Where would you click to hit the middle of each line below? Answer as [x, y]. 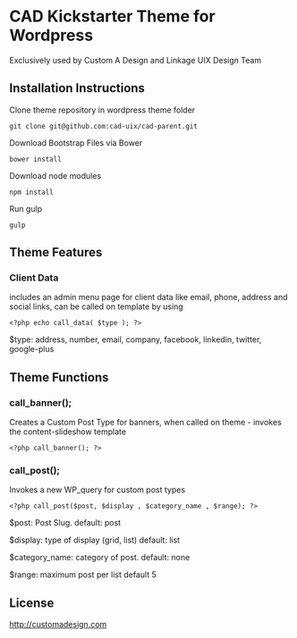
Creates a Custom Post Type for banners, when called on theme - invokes [145, 423]
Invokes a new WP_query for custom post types [98, 490]
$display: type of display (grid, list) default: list [95, 540]
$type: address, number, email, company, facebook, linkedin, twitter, [136, 340]
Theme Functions [59, 377]
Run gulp [26, 208]
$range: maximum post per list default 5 [83, 575]
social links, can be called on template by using [96, 306]
